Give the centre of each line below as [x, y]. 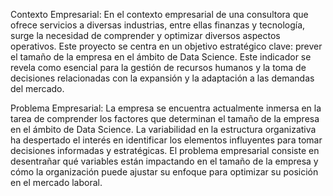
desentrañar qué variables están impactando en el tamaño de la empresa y [164, 161]
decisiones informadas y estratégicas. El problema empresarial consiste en [165, 150]
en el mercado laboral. [56, 182]
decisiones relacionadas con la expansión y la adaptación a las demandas [162, 78]
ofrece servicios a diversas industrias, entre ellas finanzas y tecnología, [158, 25]
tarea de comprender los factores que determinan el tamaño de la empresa [165, 118]
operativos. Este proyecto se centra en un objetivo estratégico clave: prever [166, 46]
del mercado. [37, 88]
